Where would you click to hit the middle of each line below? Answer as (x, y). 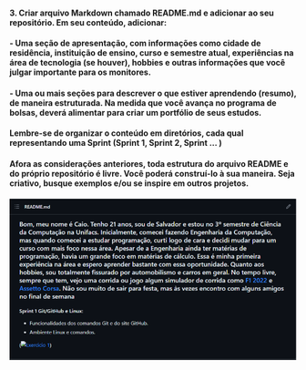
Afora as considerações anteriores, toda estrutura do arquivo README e (149, 163)
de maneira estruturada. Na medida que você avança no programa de (143, 103)
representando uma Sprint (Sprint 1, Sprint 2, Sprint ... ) (116, 143)
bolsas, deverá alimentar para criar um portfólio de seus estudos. (136, 112)
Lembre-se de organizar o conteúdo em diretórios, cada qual (127, 133)
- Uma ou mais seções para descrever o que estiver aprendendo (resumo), (153, 93)
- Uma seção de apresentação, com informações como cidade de (135, 43)
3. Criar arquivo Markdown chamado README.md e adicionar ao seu (142, 13)
